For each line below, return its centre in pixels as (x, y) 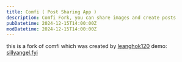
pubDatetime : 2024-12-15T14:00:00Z (52, 23)
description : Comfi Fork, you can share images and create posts (91, 18)
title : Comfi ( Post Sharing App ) (52, 12)
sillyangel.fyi (22, 53)
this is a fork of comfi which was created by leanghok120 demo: (87, 46)
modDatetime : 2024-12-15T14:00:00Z (52, 29)
